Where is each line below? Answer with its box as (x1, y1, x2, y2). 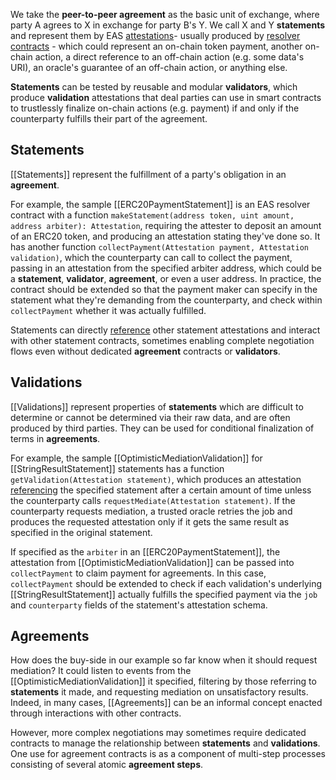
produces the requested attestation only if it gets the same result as (10, 515, 290, 528)
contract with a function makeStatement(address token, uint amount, (10, 209, 295, 221)
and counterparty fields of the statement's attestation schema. (10, 599, 268, 611)
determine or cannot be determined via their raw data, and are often (10, 411, 291, 423)
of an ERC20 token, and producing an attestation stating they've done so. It (10, 230, 321, 242)
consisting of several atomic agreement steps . (10, 759, 204, 771)
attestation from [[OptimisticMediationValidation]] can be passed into (10, 556, 295, 568)
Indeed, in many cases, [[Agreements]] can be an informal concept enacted (10, 697, 323, 709)
